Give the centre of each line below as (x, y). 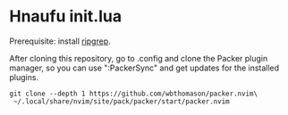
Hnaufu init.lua (66, 16)
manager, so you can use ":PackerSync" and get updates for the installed (144, 68)
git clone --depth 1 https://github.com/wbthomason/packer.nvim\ (133, 94)
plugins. (24, 77)
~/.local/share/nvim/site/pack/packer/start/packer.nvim (121, 101)
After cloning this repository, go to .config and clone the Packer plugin (139, 58)
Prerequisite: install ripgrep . (60, 41)
